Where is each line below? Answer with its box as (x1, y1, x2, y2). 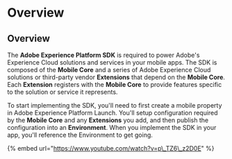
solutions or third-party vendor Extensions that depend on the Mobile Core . (7, 73, 226, 81)
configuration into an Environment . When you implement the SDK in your (7, 124, 217, 131)
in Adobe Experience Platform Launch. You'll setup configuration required (7, 109, 218, 117)
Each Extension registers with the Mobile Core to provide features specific (7, 81, 222, 88)
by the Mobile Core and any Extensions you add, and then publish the (7, 116, 209, 124)
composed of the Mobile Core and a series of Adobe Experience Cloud (7, 66, 211, 74)
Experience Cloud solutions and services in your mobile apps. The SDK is (7, 58, 217, 67)
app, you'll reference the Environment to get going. (7, 131, 153, 139)
